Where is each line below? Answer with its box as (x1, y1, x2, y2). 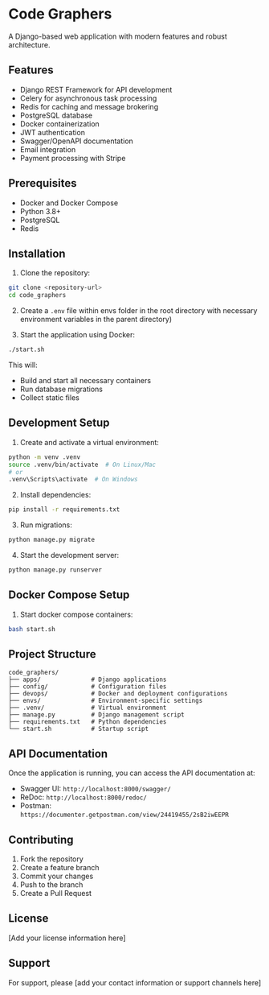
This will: (8, 360, 38, 370)
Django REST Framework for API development (19, 85, 173, 94)
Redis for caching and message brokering (19, 101, 159, 111)
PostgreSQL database (19, 110, 93, 120)
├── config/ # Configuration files (8, 683, 167, 691)
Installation (8, 246, 66, 260)
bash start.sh (8, 625, 56, 633)
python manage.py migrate (8, 536, 95, 544)
